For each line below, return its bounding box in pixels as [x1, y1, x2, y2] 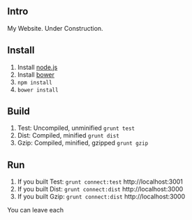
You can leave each [7, 206, 64, 214]
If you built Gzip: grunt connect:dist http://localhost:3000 [17, 192, 186, 201]
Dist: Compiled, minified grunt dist [17, 131, 120, 140]
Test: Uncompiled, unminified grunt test [17, 124, 135, 132]
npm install [17, 79, 52, 86]
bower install [17, 87, 59, 94]
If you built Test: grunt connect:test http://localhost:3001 [17, 177, 184, 186]
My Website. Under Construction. [7, 24, 103, 32]
